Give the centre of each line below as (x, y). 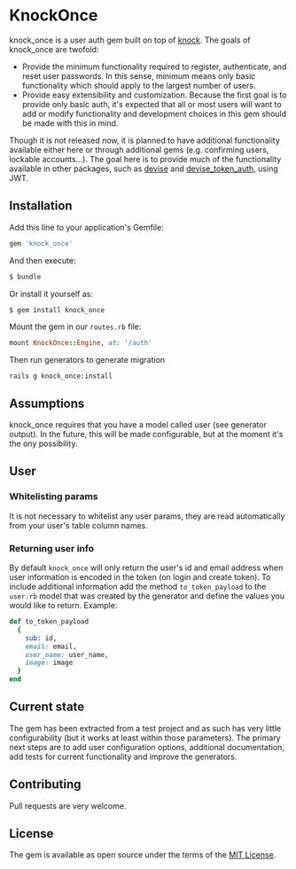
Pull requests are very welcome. (68, 806)
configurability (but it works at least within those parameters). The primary (145, 738)
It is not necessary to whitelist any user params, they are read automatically (147, 516)
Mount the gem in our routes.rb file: (75, 327)
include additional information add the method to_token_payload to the (138, 587)
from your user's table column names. (79, 525)
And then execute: (43, 260)
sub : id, (41, 638)
